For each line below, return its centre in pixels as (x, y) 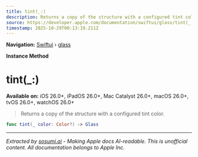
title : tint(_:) (26, 11)
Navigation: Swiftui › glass (39, 45)
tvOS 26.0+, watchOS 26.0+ (40, 102)
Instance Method (27, 56)
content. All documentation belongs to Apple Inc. (65, 148)
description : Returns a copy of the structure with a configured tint (95, 17)
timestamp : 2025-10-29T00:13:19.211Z (52, 28)
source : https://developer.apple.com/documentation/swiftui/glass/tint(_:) (101, 22)
